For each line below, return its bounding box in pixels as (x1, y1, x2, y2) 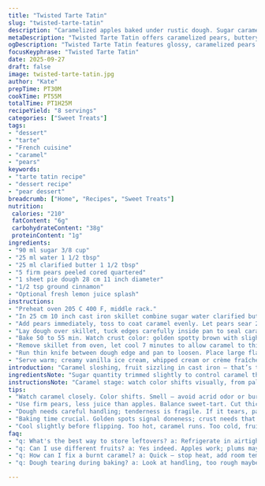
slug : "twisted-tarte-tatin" (8, 19, 104, 27)
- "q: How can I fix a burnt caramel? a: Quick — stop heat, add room (8, 451, 245, 460)
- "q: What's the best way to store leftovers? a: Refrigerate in (8, 437, 231, 445)
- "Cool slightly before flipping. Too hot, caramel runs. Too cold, (8, 422, 242, 430)
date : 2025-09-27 (8, 56, 65, 64)
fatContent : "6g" (11, 217, 69, 225)
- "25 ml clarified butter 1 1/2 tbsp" (8, 261, 140, 269)
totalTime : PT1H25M (8, 99, 73, 107)
